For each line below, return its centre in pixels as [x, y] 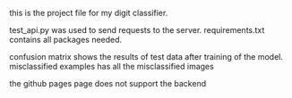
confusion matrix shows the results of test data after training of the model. [146, 57]
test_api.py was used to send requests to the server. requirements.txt [137, 30]
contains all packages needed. [66, 40]
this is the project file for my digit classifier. [89, 13]
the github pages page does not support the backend [108, 83]
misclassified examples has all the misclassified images [112, 66]
